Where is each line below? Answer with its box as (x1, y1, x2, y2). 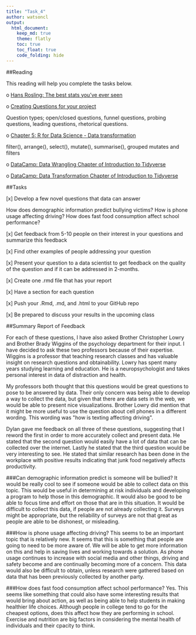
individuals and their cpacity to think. (6, 621, 96, 629)
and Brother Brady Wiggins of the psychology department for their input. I (6, 340, 185, 347)
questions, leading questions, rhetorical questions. (6, 120, 129, 127)
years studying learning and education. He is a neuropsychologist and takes (6, 365, 190, 372)
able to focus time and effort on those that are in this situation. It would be (6, 499, 185, 506)
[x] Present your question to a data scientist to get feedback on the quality (6, 259, 186, 266)
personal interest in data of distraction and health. (6, 371, 127, 378)
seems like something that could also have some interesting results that (6, 590, 179, 597)
